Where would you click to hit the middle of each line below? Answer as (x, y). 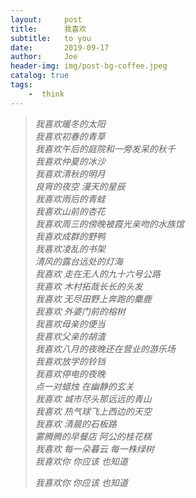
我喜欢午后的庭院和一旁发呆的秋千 (105, 148)
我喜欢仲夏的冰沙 (70, 161)
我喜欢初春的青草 (70, 136)
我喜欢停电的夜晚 (70, 373)
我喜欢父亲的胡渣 (70, 336)
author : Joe (44, 57)
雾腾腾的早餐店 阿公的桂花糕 (93, 436)
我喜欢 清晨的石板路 (75, 423)
